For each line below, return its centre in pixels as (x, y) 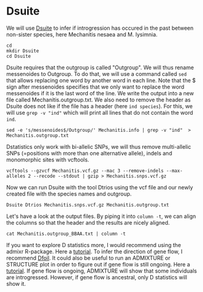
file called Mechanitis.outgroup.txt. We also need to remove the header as (98, 100)
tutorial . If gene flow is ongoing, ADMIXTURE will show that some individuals (101, 271)
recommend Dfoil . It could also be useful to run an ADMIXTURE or (88, 258)
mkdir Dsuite (23, 51)
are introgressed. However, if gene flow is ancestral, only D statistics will (97, 277)
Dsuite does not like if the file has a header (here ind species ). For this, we (99, 106)
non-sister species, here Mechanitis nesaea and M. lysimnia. (82, 34)
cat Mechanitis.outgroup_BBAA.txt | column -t (66, 234)
